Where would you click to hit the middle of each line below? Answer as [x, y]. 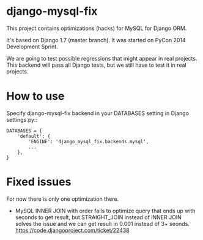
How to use [35, 96]
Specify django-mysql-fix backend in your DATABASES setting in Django [98, 113]
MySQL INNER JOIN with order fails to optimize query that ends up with [105, 211]
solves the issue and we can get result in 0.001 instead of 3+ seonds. [102, 223]
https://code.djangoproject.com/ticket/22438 [72, 230]
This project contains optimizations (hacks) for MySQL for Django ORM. [97, 28]
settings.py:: [22, 119]
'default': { [34, 136]
